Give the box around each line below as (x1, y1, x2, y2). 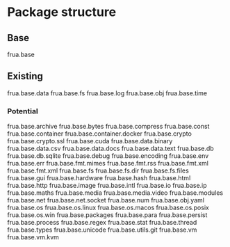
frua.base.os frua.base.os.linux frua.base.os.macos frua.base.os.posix (7, 203, 210, 212)
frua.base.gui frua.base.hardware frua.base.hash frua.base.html (7, 174, 191, 182)
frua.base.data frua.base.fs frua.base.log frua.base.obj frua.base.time (7, 88, 207, 97)
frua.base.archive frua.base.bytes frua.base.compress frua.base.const (7, 122, 210, 131)
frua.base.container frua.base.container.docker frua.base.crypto (7, 129, 192, 138)
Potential (7, 106, 38, 115)
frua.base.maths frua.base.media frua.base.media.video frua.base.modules (7, 189, 224, 197)
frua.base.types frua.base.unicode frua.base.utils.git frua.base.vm (7, 225, 197, 234)
